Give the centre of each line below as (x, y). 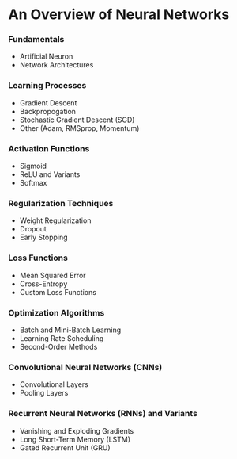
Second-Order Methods (58, 346)
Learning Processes (47, 86)
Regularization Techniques (61, 203)
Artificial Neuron (46, 56)
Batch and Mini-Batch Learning (70, 330)
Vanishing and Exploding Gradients (77, 430)
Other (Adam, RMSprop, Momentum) (79, 128)
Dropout (33, 229)
